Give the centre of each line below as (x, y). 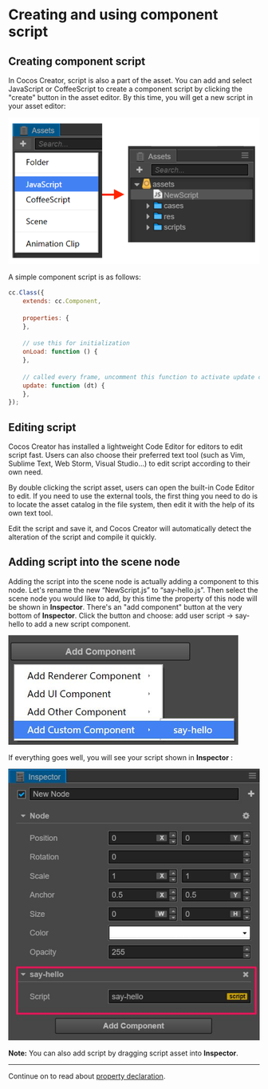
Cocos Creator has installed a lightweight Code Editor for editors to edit (126, 446)
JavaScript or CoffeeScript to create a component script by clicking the (126, 89)
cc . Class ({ (26, 293)
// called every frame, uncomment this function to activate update (139, 377)
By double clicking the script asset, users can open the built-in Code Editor (132, 488)
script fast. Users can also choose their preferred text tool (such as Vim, (127, 455)
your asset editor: (37, 106)
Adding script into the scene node (95, 562)
